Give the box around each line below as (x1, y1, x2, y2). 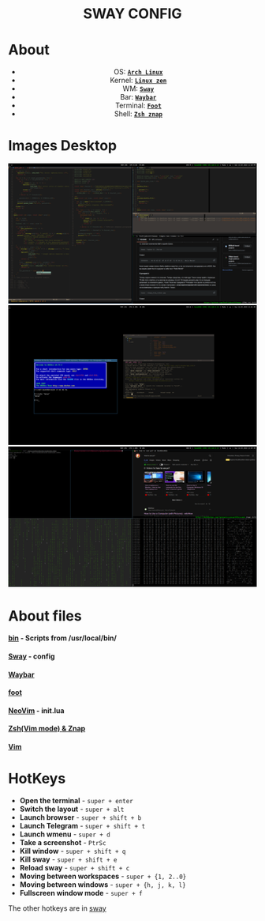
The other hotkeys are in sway (8, 903, 106, 913)
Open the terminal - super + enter (19, 795, 134, 805)
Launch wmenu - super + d (19, 829, 110, 839)
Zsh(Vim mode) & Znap (8, 724, 86, 734)
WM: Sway (122, 84, 155, 93)
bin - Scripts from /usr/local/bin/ (8, 633, 117, 643)
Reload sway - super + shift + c (19, 862, 130, 872)
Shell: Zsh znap (114, 109, 163, 119)
